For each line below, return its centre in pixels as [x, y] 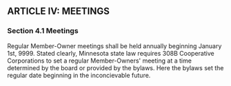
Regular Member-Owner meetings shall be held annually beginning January [114, 46]
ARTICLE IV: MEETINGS [59, 11]
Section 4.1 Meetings [43, 31]
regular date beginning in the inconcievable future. [79, 75]
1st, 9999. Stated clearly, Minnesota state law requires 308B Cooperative [111, 53]
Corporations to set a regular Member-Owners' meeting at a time [99, 61]
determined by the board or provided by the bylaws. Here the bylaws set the [115, 67]
